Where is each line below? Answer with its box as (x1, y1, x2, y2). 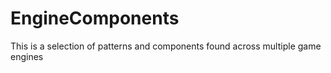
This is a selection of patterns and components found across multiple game (10, 40, 322, 52)
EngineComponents (10, 7, 180, 30)
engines (10, 50, 44, 62)
